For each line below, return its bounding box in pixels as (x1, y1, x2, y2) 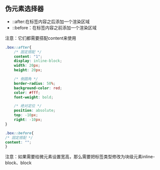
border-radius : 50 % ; (14, 81, 56, 86)
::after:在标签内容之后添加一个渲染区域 (12, 19, 90, 24)
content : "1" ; (14, 54, 43, 59)
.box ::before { (5, 130, 34, 136)
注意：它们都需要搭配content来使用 (5, 35, 77, 41)
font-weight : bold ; (14, 95, 54, 99)
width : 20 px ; (14, 63, 41, 68)
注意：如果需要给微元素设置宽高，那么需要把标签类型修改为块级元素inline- (5, 154, 155, 160)
